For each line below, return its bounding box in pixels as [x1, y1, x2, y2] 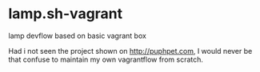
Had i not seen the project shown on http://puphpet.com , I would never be [8, 46, 253, 55]
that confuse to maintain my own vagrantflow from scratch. [8, 55, 204, 64]
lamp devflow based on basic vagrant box [8, 31, 146, 40]
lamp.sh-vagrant [8, 5, 123, 23]
